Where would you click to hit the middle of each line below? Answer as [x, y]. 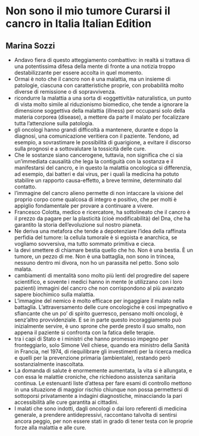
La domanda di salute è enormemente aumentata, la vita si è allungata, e [103, 370]
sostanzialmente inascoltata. [49, 364]
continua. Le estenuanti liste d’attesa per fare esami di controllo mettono [103, 383]
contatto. [25, 187]
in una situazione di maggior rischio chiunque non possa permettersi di [101, 389]
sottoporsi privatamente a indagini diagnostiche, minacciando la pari [98, 396]
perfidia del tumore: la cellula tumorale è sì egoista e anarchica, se [96, 237]
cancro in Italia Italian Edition [79, 24]
